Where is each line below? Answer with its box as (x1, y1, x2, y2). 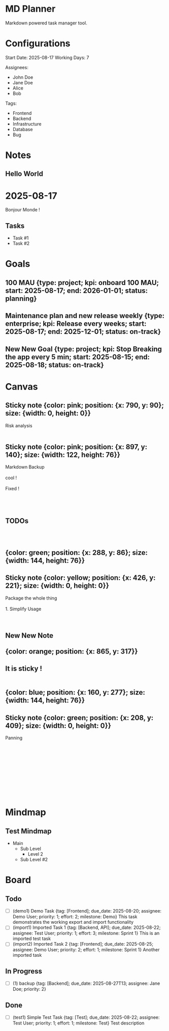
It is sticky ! (5, 664, 42, 673)
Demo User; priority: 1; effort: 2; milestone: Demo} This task (12, 914, 138, 920)
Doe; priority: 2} (12, 986, 47, 992)
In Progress (5, 966, 42, 976)
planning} (5, 294, 37, 303)
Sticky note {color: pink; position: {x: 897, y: (5, 443, 148, 451)
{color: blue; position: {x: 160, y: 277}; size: (5, 688, 146, 697)
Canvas (5, 381, 38, 392)
